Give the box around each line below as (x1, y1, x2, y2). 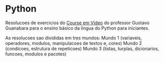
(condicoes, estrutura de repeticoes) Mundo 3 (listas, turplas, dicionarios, (5, 45, 159, 51)
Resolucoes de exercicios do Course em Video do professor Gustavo (5, 20, 150, 26)
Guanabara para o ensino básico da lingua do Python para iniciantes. (5, 25, 150, 31)
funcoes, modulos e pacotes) (5, 51, 67, 57)
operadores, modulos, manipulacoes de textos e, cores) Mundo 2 (5, 40, 142, 46)
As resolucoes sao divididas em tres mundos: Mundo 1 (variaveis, (5, 35, 142, 41)
